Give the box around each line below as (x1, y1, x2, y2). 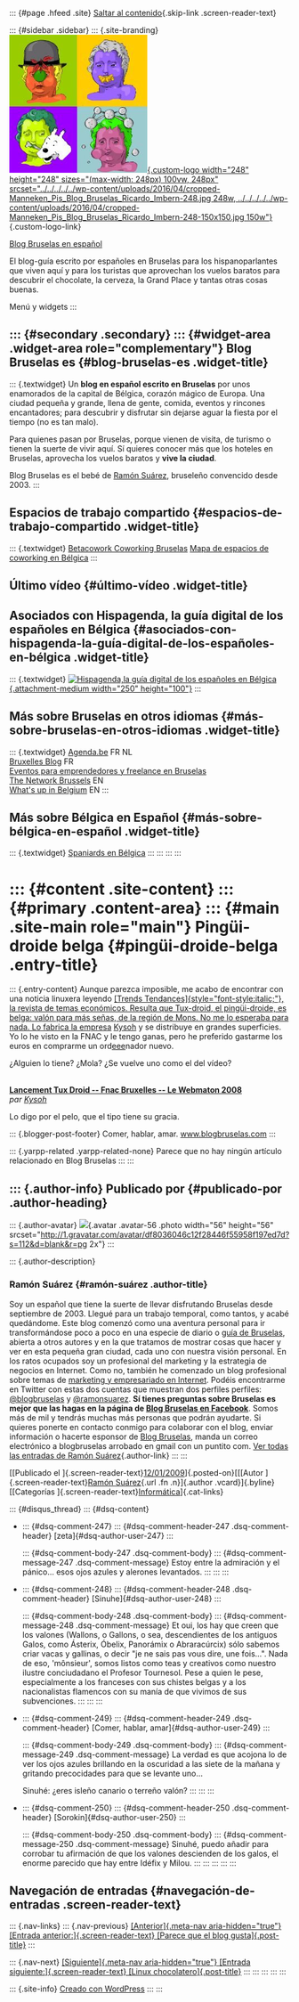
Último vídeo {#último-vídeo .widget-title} (9, 578, 248, 593)
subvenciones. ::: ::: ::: (21, 1696, 103, 1706)
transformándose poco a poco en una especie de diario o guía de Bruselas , (9, 1327, 286, 1338)
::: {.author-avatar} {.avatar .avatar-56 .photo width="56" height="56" (9, 1220, 274, 1231)
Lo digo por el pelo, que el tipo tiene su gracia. (9, 1111, 180, 1122)
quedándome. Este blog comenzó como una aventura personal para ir (9, 1317, 265, 1328)
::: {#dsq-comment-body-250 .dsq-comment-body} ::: (21, 1829, 222, 1840)
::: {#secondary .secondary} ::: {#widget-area (9, 327, 271, 342)
